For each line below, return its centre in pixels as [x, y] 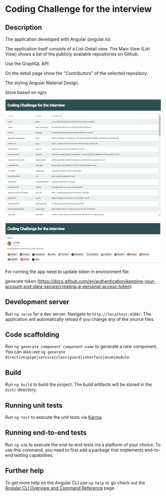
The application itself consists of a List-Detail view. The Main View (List [78, 49]
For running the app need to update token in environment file [67, 271]
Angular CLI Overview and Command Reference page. [60, 488]
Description [23, 27]
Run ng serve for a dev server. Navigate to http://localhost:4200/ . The [78, 314]
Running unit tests [34, 405]
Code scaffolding [32, 335]
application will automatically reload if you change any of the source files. [80, 319]
